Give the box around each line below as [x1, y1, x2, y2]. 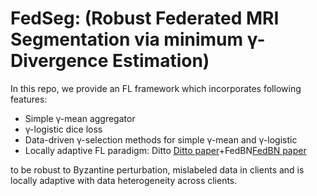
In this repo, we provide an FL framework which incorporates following [10, 82, 302, 94]
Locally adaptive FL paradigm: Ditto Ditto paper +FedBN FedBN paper [24, 144, 307, 156]
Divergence [10, 50, 109, 72]
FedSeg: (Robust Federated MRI [10, 7, 280, 30]
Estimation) [112, 50, 210, 72]
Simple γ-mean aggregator [24, 112, 136, 124]
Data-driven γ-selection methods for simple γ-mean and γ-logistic [24, 133, 298, 146]
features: [10, 93, 48, 105]
